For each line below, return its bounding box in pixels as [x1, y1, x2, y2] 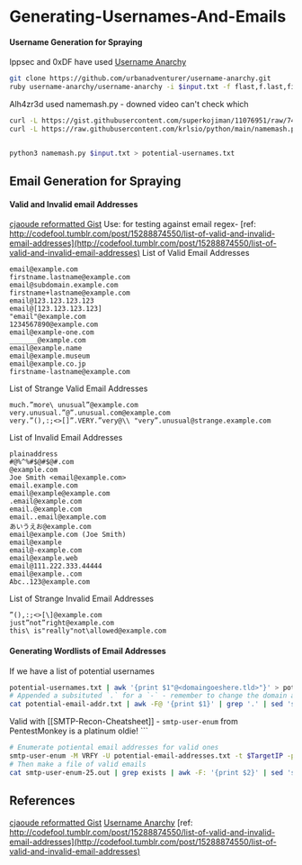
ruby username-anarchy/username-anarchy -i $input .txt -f [9, 83, 231, 92]
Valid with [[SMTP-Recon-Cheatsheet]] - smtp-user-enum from [9, 716, 238, 727]
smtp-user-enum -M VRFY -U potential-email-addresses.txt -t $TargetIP [9, 751, 283, 760]
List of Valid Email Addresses [142, 248, 250, 259]
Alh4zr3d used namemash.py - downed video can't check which [9, 99, 249, 110]
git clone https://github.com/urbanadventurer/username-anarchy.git [9, 74, 271, 83]
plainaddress [9, 450, 58, 459]
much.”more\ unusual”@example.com [9, 401, 139, 410]
